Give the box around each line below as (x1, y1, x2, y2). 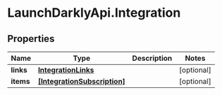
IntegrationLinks (37, 65, 94, 75)
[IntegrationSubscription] (37, 77, 125, 86)
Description (132, 54, 173, 63)
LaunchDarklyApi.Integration (7, 5, 181, 21)
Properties (7, 33, 55, 45)
